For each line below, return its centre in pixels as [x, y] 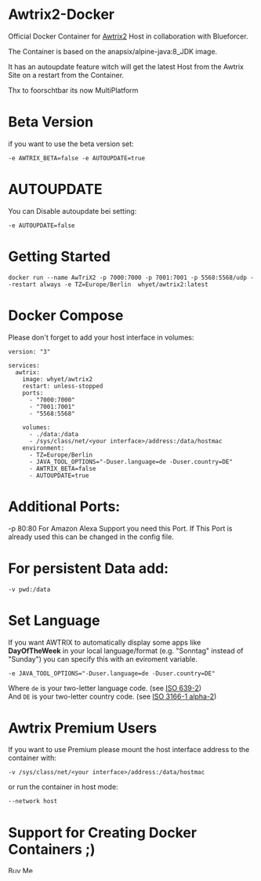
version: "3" [29, 351]
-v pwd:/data [29, 589]
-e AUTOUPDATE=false [42, 226]
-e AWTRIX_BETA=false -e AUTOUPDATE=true [77, 158]
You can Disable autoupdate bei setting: [72, 211]
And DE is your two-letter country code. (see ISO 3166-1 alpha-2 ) [112, 696]
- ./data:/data [54, 434]
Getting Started [60, 256]
